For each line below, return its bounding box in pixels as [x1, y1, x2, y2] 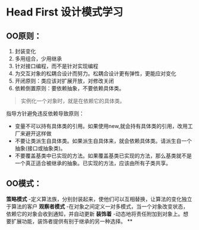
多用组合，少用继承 [14, 55, 62, 62]
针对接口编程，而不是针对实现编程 [14, 63, 99, 69]
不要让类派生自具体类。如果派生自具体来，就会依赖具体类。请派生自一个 [14, 138, 192, 144]
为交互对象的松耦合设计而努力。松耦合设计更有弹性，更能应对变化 [14, 70, 176, 77]
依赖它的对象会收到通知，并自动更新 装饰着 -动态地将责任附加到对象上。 [6, 210, 184, 217]
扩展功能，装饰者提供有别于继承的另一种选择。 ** [11, 218, 132, 225]
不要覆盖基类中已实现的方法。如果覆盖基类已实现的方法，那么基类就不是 [14, 152, 192, 159]
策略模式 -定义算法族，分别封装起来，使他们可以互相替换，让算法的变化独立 [6, 195, 192, 202]
